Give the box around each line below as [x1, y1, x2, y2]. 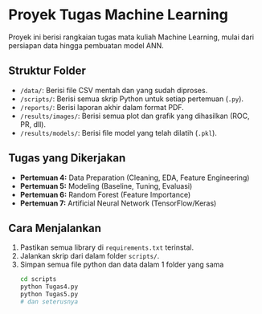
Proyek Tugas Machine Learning [8, 6, 229, 24]
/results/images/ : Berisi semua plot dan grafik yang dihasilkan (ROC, [19, 111, 251, 120]
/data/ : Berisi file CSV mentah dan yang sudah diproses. [19, 85, 208, 95]
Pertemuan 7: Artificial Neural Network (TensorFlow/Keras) [19, 198, 217, 208]
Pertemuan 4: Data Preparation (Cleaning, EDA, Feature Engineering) [19, 173, 250, 182]
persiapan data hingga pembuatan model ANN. [8, 40, 165, 50]
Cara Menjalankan [8, 221, 102, 234]
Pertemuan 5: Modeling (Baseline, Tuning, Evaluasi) [19, 181, 193, 190]
